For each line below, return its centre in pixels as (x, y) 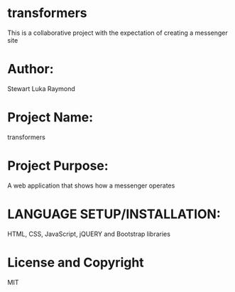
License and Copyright (76, 263)
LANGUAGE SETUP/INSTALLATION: (114, 214)
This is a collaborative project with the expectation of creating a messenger (118, 33)
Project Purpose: (58, 166)
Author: (31, 69)
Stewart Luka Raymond (42, 88)
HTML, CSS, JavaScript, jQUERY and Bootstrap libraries (89, 234)
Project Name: (50, 118)
